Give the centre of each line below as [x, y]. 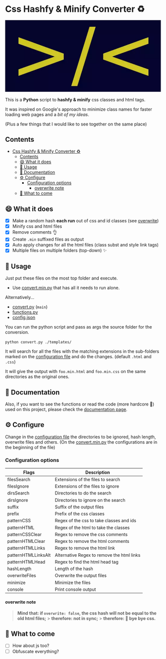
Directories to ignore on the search [90, 500]
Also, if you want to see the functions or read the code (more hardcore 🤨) [80, 404]
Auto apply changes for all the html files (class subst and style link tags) [85, 245]
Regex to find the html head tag [87, 562]
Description [98, 472]
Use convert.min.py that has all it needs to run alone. [66, 288]
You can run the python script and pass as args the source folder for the [79, 327]
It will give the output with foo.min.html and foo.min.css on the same [76, 371]
